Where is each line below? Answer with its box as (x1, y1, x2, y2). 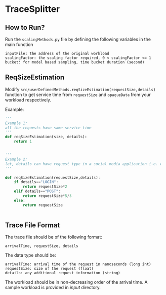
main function (5, 42, 34, 48)
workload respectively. (5, 97, 51, 102)
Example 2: (5, 157, 28, 162)
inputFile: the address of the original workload (5, 51, 110, 56)
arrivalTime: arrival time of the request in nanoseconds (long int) (5, 262, 152, 267)
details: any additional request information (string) (5, 271, 121, 276)
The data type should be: (5, 252, 56, 258)
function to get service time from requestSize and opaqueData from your (5, 92, 151, 98)
